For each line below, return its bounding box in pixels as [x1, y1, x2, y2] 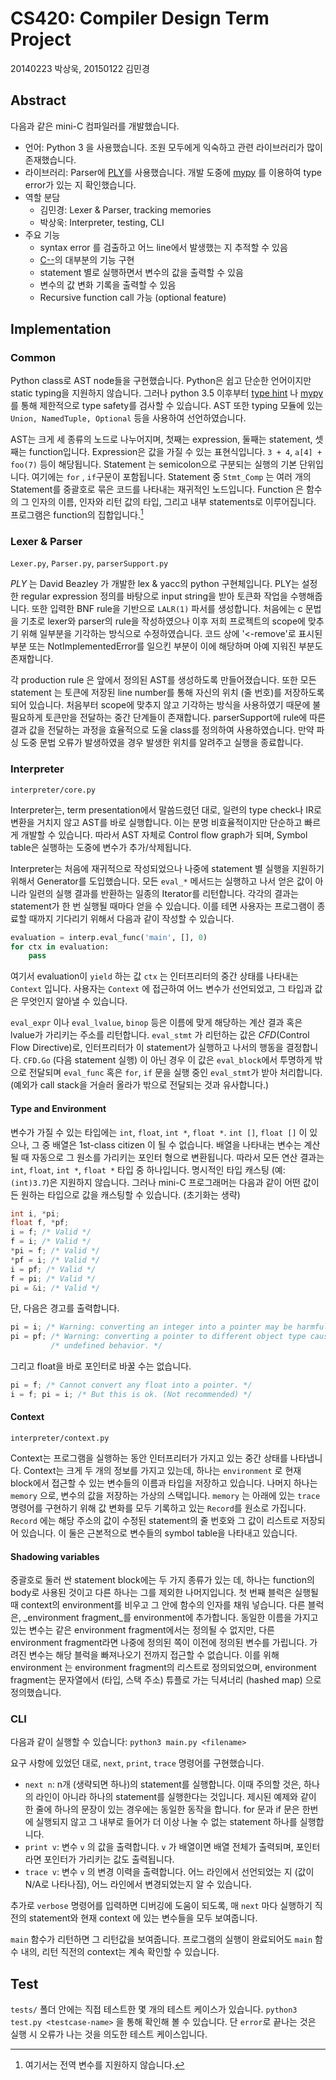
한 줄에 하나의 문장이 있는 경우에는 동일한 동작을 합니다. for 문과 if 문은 [24, 1803, 300, 1816]
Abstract [10, 92, 67, 109]
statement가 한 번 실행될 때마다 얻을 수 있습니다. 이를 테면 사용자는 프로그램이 [10, 900, 315, 912]
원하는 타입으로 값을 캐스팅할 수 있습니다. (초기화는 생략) [20, 1188, 241, 1201]
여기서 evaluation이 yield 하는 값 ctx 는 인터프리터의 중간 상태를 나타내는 [10, 970, 299, 982]
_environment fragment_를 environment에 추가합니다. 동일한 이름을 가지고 [23, 1612, 319, 1624]
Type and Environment [10, 1102, 107, 1114]
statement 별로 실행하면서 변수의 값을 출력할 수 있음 [39, 266, 244, 278]
